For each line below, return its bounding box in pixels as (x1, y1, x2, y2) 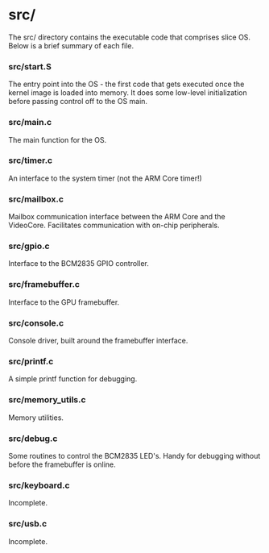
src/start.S (8, 60, 52, 72)
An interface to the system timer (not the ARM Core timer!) (8, 173, 203, 183)
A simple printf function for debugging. (8, 374, 138, 384)
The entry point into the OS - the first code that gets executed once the (8, 79, 245, 89)
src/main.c (8, 117, 52, 128)
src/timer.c (8, 155, 53, 166)
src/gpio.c (8, 240, 50, 252)
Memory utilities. (8, 413, 64, 422)
